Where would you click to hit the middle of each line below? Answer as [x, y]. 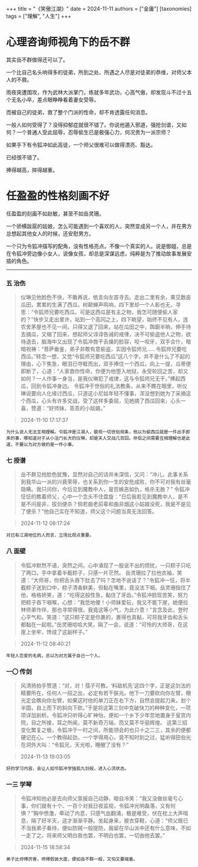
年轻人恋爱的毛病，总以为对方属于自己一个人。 [55, 656]
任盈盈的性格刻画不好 [58, 196]
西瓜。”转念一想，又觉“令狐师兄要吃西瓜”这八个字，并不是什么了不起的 [105, 356]
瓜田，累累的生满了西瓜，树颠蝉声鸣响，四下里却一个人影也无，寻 [100, 305]
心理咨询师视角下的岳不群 [68, 42]
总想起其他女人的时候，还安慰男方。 [50, 233]
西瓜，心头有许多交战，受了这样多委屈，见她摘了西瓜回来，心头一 [106, 401]
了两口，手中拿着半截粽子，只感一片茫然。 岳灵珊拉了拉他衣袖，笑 [101, 572]
